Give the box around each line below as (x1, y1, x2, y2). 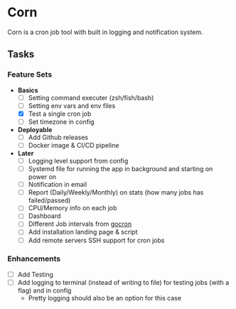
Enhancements (7, 254, 61, 264)
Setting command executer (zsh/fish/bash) (28, 93, 154, 102)
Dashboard (28, 212, 61, 220)
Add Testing (17, 270, 53, 278)
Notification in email (28, 180, 87, 189)
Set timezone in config (28, 117, 95, 126)
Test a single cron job (28, 109, 92, 118)
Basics (17, 86, 38, 94)
